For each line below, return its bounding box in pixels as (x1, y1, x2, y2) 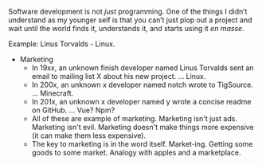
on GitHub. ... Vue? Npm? (31, 105, 115, 115)
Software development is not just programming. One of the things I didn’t (8, 7, 248, 16)
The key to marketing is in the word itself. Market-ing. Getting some (31, 139, 253, 148)
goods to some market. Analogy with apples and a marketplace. (31, 147, 241, 157)
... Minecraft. (31, 88, 74, 98)
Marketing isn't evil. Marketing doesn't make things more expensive (31, 123, 254, 132)
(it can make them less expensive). (31, 131, 146, 140)
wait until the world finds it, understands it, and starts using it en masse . (8, 24, 244, 33)
